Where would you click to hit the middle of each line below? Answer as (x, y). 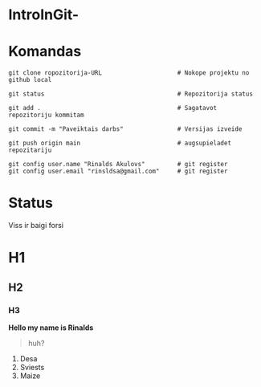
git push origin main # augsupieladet (120, 143)
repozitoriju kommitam (46, 115)
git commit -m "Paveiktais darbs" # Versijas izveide (125, 129)
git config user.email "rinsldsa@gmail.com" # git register (118, 171)
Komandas (45, 52)
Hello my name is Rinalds (51, 328)
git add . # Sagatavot (113, 108)
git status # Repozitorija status (130, 94)
